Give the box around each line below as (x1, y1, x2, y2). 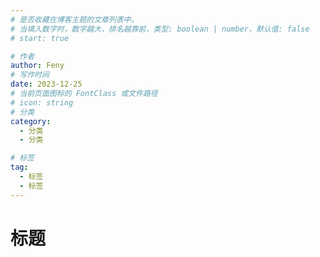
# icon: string (10, 97, 74, 108)
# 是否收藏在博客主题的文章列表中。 (10, 14, 139, 25)
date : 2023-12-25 (10, 79, 83, 90)
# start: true (10, 33, 70, 43)
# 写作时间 (10, 70, 50, 80)
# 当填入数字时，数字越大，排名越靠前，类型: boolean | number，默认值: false (10, 24, 310, 34)
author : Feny (10, 61, 65, 71)
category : (10, 116, 52, 126)
